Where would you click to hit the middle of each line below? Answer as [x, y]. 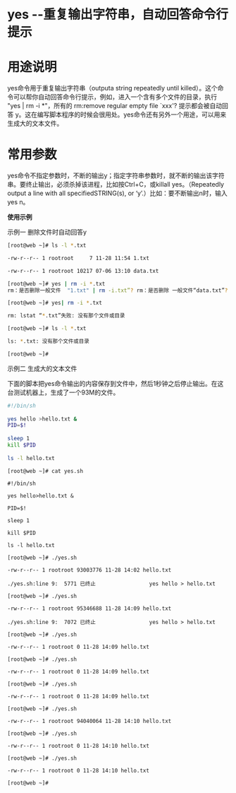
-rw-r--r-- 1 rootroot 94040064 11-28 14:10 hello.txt [89, 721]
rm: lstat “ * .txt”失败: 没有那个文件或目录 [66, 316]
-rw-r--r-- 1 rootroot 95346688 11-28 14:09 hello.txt [89, 609]
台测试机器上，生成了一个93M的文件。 [63, 392]
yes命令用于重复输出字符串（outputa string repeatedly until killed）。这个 [113, 88]
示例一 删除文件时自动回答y [47, 232]
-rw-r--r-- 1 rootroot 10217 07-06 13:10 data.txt [83, 271]
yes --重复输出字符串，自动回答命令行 [118, 14]
